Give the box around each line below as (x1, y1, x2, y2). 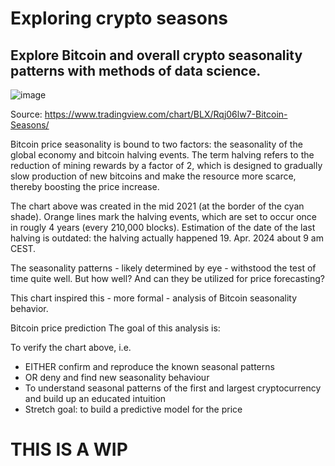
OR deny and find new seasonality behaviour (24, 372, 210, 383)
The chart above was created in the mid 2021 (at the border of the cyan (10, 200, 305, 212)
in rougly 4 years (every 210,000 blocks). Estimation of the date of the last (10, 222, 316, 233)
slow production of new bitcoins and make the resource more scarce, (10, 170, 297, 182)
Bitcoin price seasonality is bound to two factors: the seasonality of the (10, 138, 303, 150)
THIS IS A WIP (10, 438, 128, 461)
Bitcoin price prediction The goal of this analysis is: (10, 322, 221, 334)
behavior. (10, 303, 49, 314)
